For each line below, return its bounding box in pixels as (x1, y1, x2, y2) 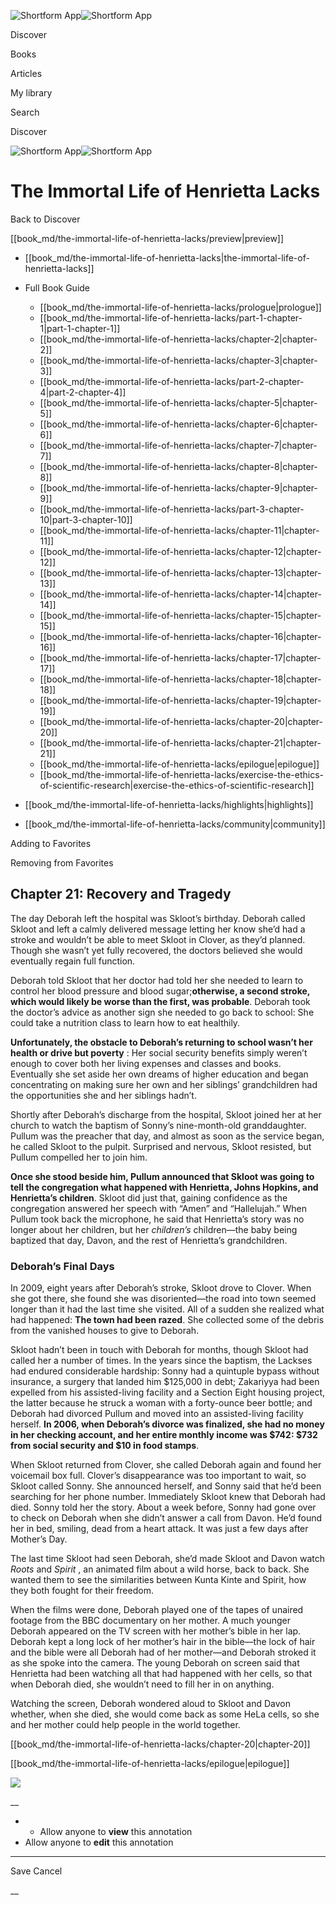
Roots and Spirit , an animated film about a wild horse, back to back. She (10, 1563, 310, 1575)
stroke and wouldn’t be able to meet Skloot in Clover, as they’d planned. (10, 933, 306, 945)
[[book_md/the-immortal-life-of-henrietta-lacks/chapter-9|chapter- (39, 481, 318, 494)
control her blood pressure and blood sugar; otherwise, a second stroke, (10, 985, 311, 997)
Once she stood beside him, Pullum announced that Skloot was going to (10, 1170, 315, 1182)
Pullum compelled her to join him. (10, 1151, 148, 1163)
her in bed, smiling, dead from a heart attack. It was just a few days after (10, 1523, 309, 1535)
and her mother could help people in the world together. (10, 1719, 241, 1731)
